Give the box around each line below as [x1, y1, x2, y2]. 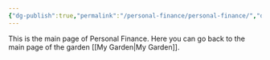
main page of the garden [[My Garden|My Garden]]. [8, 42, 180, 52]
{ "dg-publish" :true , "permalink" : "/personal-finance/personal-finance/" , [8, 11, 257, 20]
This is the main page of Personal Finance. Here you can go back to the [8, 34, 245, 43]
